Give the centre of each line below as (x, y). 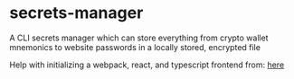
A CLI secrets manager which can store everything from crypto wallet (139, 38)
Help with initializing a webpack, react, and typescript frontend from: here (147, 65)
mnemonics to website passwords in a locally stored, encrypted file (135, 47)
